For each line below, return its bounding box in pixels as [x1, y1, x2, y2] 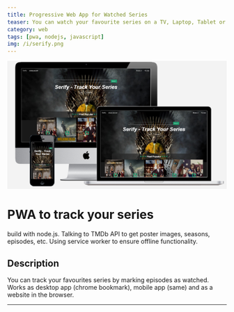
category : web [7, 26, 49, 33]
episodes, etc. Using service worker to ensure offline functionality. [7, 237, 198, 246]
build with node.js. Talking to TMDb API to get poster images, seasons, [7, 230, 210, 238]
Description [7, 257, 59, 269]
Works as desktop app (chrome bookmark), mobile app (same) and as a [7, 283, 214, 291]
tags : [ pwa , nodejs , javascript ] [7, 33, 104, 40]
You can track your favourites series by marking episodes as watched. [7, 275, 210, 284]
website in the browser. [7, 290, 75, 299]
